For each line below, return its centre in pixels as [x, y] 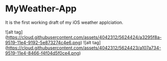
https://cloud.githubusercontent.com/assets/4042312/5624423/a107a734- [84, 48]
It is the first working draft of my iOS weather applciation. [64, 22]
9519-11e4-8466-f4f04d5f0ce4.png [42, 53]
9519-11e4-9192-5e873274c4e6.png [43, 42]
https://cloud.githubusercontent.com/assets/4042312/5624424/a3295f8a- [84, 37]
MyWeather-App [41, 9]
